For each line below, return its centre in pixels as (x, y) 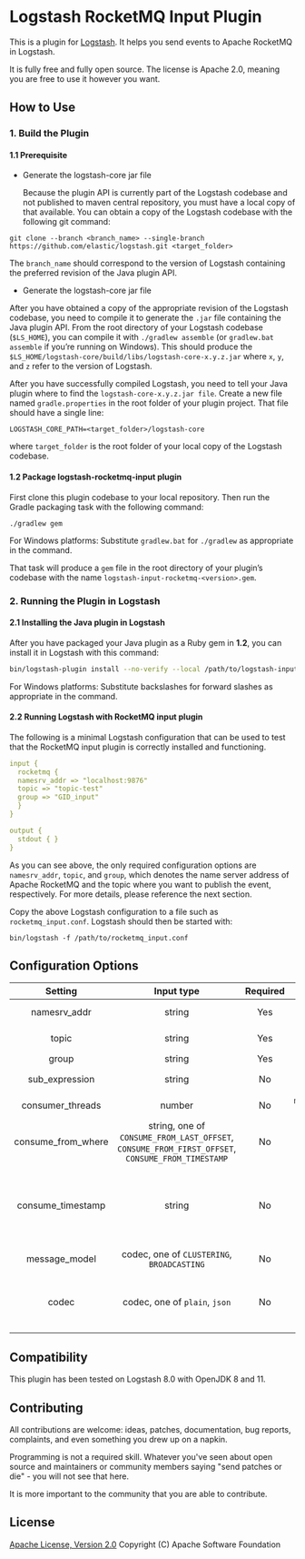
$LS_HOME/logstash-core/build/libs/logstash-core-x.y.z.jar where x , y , (147, 357)
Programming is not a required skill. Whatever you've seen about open (141, 1457)
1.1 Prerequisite (39, 155)
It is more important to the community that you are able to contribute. (138, 1494)
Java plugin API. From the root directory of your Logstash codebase (136, 327)
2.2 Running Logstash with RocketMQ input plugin (106, 717)
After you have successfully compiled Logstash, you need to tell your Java (149, 384)
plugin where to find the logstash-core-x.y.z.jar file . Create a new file (146, 394)
